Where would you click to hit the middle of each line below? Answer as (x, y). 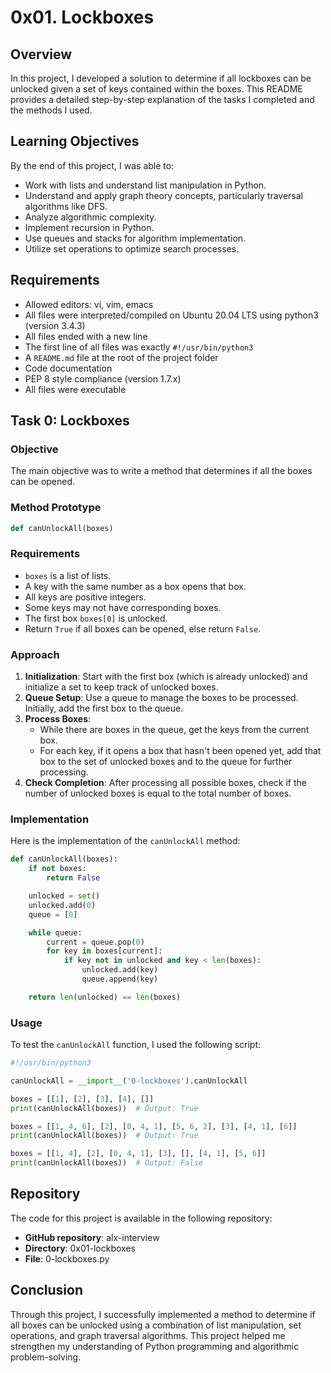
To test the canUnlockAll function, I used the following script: (136, 1045)
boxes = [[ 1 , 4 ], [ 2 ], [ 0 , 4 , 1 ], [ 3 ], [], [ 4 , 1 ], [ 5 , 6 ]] (138, 1154)
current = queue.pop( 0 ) (95, 942)
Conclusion (47, 1290)
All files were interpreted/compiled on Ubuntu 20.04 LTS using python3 (171, 315)
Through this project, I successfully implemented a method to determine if (163, 1314)
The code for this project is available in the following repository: (141, 1218)
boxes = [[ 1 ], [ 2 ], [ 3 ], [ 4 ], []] (82, 1099)
